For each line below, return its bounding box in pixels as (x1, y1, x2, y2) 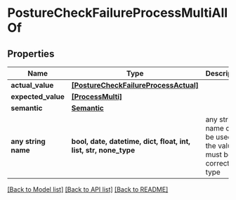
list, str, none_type (71, 145, 136, 155)
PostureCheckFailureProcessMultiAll (7, 5, 228, 21)
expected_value (11, 92, 65, 101)
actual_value (11, 81, 54, 90)
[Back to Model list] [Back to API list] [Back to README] (7, 185, 169, 194)
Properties (7, 48, 55, 60)
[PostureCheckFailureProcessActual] (71, 81, 199, 90)
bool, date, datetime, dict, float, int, (71, 137, 191, 146)
